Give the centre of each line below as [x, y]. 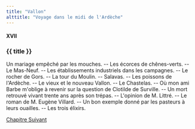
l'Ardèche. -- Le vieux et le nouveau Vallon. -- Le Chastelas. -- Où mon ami [98, 83]
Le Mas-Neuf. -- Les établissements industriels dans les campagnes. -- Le [97, 70]
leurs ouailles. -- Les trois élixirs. [46, 108]
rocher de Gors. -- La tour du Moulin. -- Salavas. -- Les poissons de [89, 77]
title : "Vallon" [26, 12]
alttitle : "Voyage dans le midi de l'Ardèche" [65, 17]
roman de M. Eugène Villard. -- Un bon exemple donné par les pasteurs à [95, 102]
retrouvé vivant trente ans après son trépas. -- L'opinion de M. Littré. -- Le [97, 96]
